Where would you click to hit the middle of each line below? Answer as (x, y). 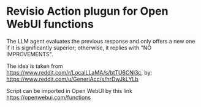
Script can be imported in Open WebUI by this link (70, 90)
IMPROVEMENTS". (30, 54)
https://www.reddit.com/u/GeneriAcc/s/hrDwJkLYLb (73, 79)
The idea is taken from (35, 66)
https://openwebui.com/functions (49, 97)
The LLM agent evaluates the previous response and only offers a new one (101, 41)
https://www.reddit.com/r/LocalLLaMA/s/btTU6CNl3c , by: (79, 72)
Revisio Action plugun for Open (87, 11)
